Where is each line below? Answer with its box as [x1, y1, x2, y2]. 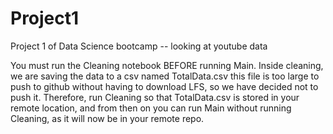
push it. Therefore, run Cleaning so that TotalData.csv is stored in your [10, 91, 300, 103]
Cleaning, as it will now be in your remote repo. [10, 112, 205, 124]
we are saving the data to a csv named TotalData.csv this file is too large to [10, 70, 320, 82]
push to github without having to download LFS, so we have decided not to [10, 80, 319, 92]
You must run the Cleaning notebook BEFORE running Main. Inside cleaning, [10, 59, 324, 71]
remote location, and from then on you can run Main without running [10, 102, 292, 114]
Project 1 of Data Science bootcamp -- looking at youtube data [10, 40, 268, 52]
